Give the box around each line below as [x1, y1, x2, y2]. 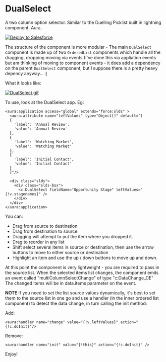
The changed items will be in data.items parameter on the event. [5, 280, 137, 286]
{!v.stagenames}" [5, 191, 41, 196]
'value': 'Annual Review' [14, 126, 68, 131]
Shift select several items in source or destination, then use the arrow [12, 244, 154, 250]
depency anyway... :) [5, 70, 48, 76]
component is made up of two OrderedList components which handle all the [5, 49, 161, 55]
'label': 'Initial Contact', [14, 157, 74, 162]
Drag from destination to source [12, 228, 78, 234]
